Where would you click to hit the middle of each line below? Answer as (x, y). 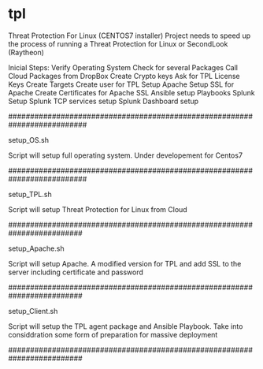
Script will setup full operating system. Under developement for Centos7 (125, 155)
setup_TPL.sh (30, 194)
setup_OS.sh (29, 140)
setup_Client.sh (33, 311)
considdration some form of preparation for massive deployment (113, 334)
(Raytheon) (26, 52)
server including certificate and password (76, 272)
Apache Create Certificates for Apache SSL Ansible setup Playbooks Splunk (131, 92)
